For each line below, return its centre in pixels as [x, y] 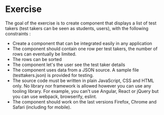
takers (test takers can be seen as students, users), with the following [77, 28]
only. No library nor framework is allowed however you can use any [82, 85]
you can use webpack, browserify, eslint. [55, 96]
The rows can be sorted [37, 59]
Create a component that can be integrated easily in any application [82, 43]
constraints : [18, 33]
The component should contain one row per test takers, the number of [85, 48]
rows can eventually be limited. [44, 54]
